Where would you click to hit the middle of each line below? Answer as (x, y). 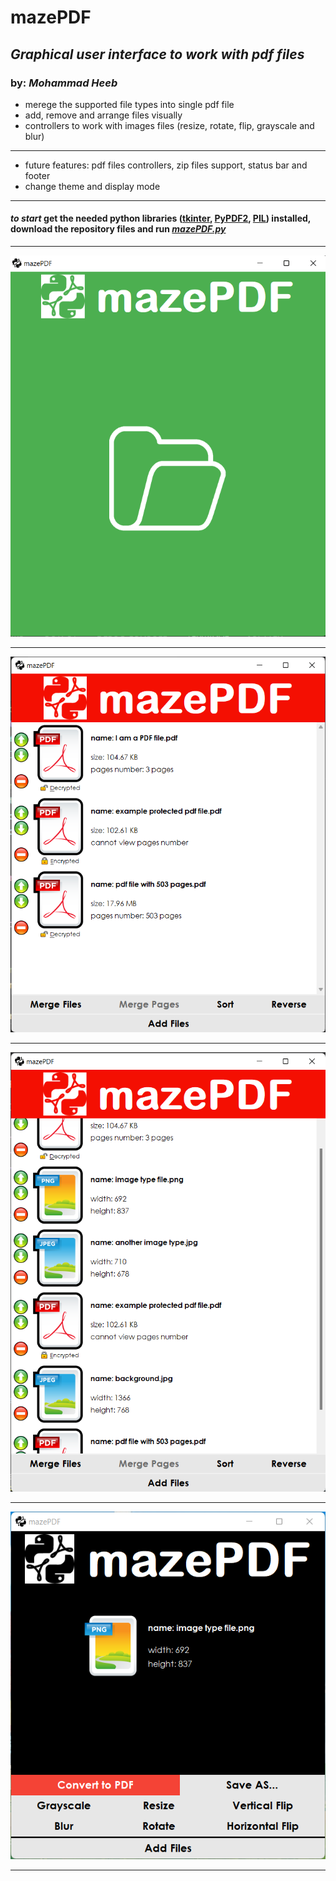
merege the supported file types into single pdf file (129, 104)
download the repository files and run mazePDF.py (118, 229)
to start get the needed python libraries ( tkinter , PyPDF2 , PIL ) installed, (161, 218)
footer (37, 175)
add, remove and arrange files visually (103, 115)
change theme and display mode (92, 186)
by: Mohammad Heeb (64, 83)
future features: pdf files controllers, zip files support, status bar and (166, 165)
